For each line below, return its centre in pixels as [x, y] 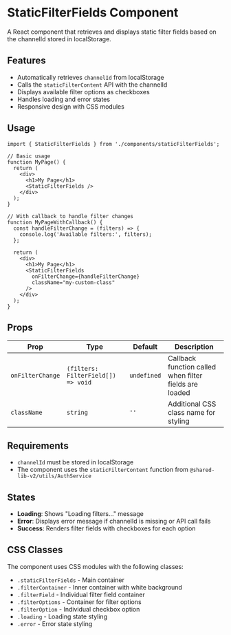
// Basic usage [29, 156]
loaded [179, 393]
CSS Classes [35, 550]
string [77, 413]
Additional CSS [192, 404]
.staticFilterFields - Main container [71, 580]
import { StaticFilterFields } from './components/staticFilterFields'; [113, 144]
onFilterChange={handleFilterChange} [86, 277]
